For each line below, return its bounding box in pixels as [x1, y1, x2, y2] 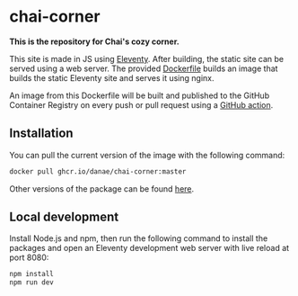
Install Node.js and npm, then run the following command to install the [9, 233, 268, 244]
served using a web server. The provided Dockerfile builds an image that [9, 63, 278, 74]
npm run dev [9, 278, 54, 287]
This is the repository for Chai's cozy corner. [9, 36, 180, 47]
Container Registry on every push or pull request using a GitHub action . [9, 99, 274, 110]
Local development [9, 210, 119, 225]
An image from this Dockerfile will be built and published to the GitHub [9, 90, 270, 101]
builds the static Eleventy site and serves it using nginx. [9, 72, 215, 83]
